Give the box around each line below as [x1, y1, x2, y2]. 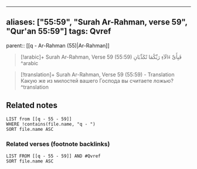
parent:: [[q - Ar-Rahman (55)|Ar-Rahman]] [6, 42, 110, 49]
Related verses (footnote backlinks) [6, 140, 110, 148]
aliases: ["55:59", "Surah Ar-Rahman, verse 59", [6, 17, 188, 27]
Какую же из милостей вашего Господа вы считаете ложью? [20, 77, 174, 84]
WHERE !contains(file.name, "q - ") [6, 121, 96, 127]
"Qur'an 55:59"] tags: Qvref [6, 26, 111, 36]
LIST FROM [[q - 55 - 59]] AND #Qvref [6, 153, 101, 159]
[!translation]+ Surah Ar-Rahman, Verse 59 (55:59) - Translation [20, 71, 175, 78]
